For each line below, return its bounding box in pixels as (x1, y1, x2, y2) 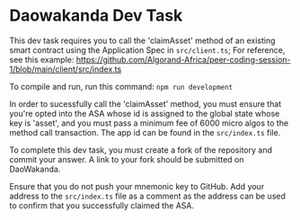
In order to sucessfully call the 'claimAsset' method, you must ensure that (9, 98, 282, 109)
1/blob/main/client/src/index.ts (9, 64, 122, 75)
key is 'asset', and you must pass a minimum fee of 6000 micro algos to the (9, 118, 289, 128)
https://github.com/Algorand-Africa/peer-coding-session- (75, 54, 291, 65)
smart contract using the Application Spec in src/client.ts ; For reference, (9, 44, 286, 55)
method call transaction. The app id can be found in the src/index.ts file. (9, 127, 281, 137)
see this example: (9, 54, 75, 65)
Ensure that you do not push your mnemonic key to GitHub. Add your (9, 180, 265, 191)
